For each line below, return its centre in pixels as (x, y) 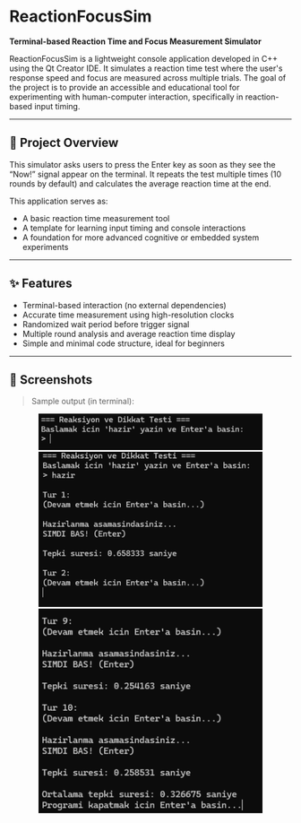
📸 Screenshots (51, 380)
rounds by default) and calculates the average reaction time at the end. (140, 183)
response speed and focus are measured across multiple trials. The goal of (148, 77)
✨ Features (41, 284)
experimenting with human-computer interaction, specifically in (126, 97)
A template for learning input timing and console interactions (134, 228)
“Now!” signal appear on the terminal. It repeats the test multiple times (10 (146, 174)
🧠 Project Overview (64, 143)
